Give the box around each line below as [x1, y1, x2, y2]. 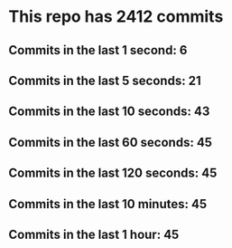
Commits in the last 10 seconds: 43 [8, 104, 210, 119]
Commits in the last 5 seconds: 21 [8, 72, 201, 88]
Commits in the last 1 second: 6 [8, 43, 188, 58]
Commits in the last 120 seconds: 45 [8, 166, 218, 181]
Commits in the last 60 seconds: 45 [8, 134, 213, 150]
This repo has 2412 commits [8, 6, 224, 27]
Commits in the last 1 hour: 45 [8, 226, 180, 242]
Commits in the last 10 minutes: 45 [8, 196, 208, 212]
